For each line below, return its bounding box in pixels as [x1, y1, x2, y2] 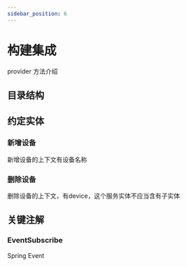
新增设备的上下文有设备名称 [7, 155, 88, 164]
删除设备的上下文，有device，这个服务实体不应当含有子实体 [7, 192, 180, 200]
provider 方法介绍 [7, 67, 58, 75]
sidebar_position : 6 [7, 10, 68, 17]
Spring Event [7, 251, 45, 259]
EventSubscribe [7, 236, 63, 245]
